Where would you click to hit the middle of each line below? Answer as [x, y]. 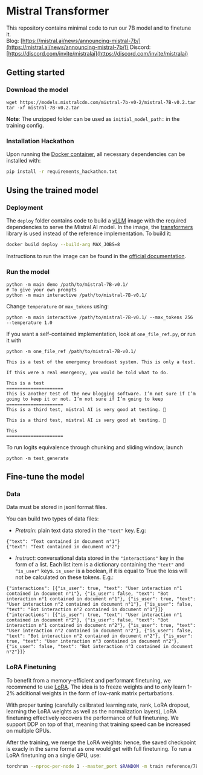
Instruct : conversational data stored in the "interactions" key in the [99, 558]
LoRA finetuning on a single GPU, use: [53, 755]
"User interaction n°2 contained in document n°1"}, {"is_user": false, [100, 605]
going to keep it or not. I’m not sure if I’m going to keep [85, 399]
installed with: [24, 160]
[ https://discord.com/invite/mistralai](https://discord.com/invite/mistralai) [97, 53]
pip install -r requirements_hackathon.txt [62, 171]
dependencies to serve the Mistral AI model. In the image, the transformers [100, 227]
